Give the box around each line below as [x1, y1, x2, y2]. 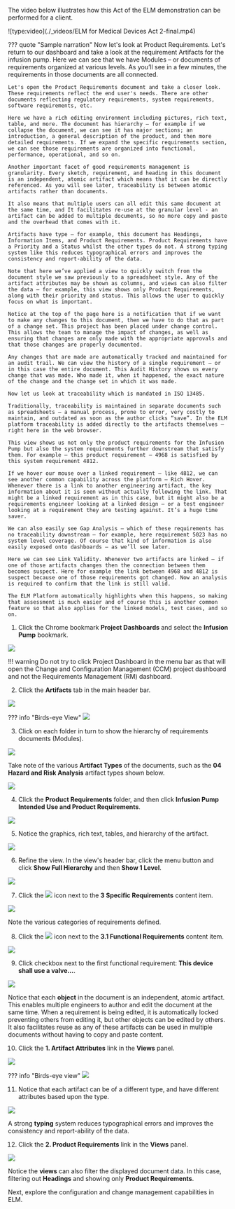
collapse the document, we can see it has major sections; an [8, 127, 193, 134]
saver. [8, 513, 27, 520]
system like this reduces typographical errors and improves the [8, 249, 202, 256]
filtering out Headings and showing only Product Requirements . [8, 1175, 194, 1182]
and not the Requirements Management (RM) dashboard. [8, 672, 172, 680]
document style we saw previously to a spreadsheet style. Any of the [8, 274, 218, 281]
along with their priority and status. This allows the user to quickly [8, 292, 225, 299]
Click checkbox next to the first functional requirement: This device [17, 959, 213, 967]
